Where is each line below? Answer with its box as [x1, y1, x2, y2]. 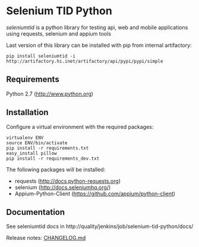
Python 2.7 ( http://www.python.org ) [6, 90, 94, 97]
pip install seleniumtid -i [6, 53, 76, 59]
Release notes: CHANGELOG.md [6, 235, 86, 242]
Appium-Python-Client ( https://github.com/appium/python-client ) [14, 190, 176, 197]
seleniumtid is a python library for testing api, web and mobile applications [6, 24, 188, 31]
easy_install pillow [6, 150, 58, 156]
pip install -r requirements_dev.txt [6, 156, 100, 161]
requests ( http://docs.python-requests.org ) [14, 177, 121, 185]
